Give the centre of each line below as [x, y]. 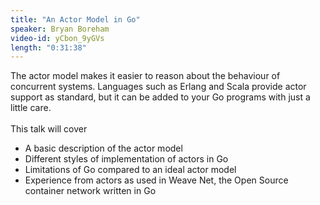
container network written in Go [90, 191]
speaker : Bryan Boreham [60, 29]
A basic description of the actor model [103, 148]
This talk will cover [49, 129]
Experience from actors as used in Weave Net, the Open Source [156, 180]
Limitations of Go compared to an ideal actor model [130, 170]
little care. [31, 108]
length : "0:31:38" [48, 47]
